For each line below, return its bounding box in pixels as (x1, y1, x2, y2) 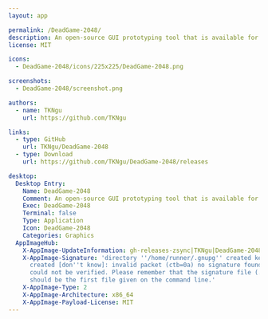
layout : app (8, 11, 48, 20)
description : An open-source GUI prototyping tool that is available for (8, 33, 259, 41)
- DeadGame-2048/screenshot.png (15, 85, 124, 93)
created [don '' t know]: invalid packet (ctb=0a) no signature (29, 261, 241, 270)
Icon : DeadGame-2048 (22, 224, 91, 232)
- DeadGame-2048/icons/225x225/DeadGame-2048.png (15, 63, 183, 71)
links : (8, 128, 30, 136)
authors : (8, 99, 37, 107)
